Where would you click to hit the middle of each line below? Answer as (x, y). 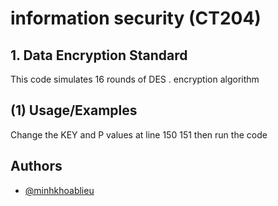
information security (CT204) (136, 18)
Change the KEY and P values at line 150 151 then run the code (139, 134)
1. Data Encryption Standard (99, 55)
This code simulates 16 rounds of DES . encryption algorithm (135, 79)
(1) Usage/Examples (74, 110)
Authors (36, 166)
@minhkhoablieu (59, 190)
